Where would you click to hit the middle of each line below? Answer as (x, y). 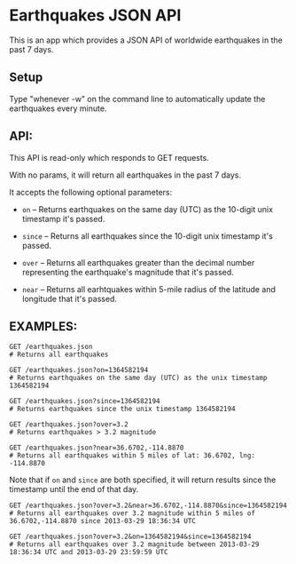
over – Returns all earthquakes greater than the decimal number (138, 262)
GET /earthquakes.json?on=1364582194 (79, 370)
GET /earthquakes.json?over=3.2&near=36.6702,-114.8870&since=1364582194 (148, 506)
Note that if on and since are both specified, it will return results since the (143, 480)
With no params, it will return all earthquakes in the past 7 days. (125, 175)
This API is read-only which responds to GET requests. (109, 157)
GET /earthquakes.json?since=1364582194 (85, 401)
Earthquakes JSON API (95, 16)
